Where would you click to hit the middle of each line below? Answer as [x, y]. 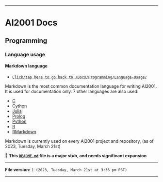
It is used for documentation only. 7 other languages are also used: [72, 91]
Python [19, 121]
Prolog [19, 116]
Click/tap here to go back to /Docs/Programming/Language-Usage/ [79, 77]
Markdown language [26, 66]
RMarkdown [24, 132]
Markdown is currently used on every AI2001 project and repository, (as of [79, 141]
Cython [19, 106]
